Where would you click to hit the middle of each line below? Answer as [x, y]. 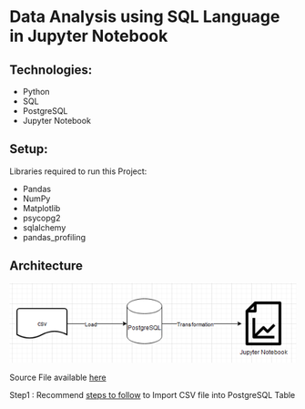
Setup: [29, 149]
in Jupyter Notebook [89, 36]
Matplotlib [41, 208]
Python [36, 92]
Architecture [46, 266]
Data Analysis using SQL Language [145, 17]
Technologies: [51, 70]
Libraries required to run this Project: [78, 171]
